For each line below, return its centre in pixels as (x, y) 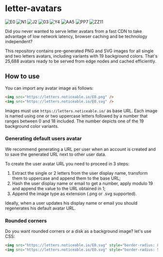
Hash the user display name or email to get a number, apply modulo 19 (82, 183)
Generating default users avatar (43, 138)
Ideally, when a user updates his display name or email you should (71, 203)
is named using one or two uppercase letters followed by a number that (76, 116)
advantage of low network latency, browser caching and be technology (76, 36)
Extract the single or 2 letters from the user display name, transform (80, 173)
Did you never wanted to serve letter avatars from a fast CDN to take (73, 31)
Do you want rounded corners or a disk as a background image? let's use (78, 231)
